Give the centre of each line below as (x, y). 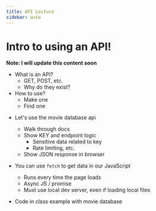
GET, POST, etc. (43, 81)
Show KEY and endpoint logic (60, 136)
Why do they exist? (47, 87)
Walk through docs (47, 129)
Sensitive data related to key (67, 142)
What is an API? (34, 74)
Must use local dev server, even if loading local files (87, 190)
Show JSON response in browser (64, 155)
